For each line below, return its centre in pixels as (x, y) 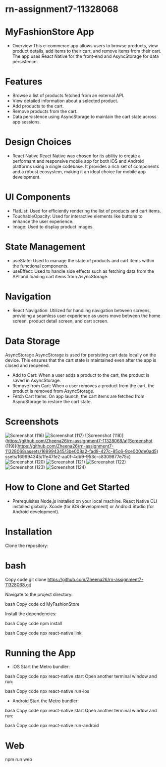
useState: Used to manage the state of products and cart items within (83, 260)
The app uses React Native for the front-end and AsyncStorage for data (85, 56)
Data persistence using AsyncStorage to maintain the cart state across (84, 117)
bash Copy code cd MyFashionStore (42, 604)
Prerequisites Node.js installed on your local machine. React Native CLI (85, 501)
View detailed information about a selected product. (65, 101)
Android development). (36, 512)
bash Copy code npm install (34, 623)
